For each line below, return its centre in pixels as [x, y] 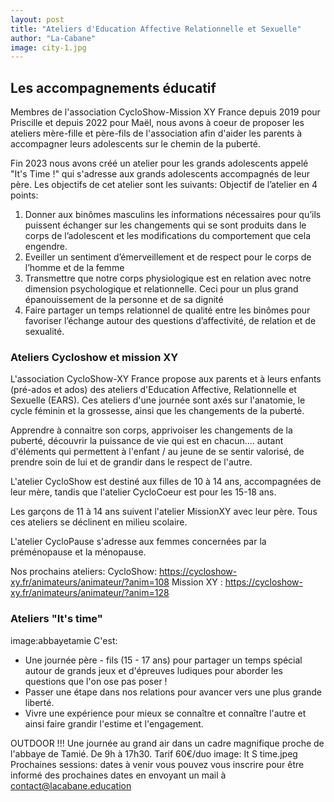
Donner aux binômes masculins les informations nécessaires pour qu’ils [173, 215]
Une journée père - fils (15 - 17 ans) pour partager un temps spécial [163, 660]
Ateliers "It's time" [56, 619]
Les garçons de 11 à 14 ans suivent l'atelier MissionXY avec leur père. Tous [164, 512]
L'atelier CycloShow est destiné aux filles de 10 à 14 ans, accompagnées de [166, 482]
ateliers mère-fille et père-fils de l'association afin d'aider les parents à [156, 133]
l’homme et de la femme [74, 268]
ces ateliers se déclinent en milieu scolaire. [99, 522]
